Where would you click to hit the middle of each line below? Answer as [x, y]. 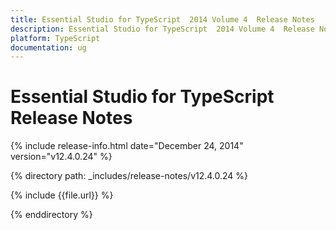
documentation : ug [48, 47]
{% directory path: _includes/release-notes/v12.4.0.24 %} [129, 176]
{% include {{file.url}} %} [62, 195]
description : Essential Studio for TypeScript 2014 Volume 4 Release [162, 29]
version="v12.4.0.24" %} [61, 157]
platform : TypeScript [55, 38]
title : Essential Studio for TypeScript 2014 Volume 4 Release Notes [162, 19]
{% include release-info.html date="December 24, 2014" [127, 146]
